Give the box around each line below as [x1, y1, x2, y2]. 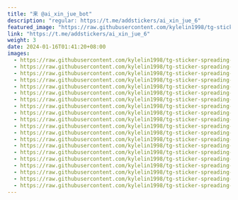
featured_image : [7, 23, 55, 30]
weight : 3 [7, 37, 37, 44]
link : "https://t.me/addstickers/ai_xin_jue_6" [7, 30, 151, 38]
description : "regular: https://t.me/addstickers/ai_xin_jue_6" [7, 17, 201, 24]
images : [7, 50, 30, 57]
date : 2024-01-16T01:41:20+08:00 [7, 43, 106, 50]
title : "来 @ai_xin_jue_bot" [7, 10, 92, 18]
